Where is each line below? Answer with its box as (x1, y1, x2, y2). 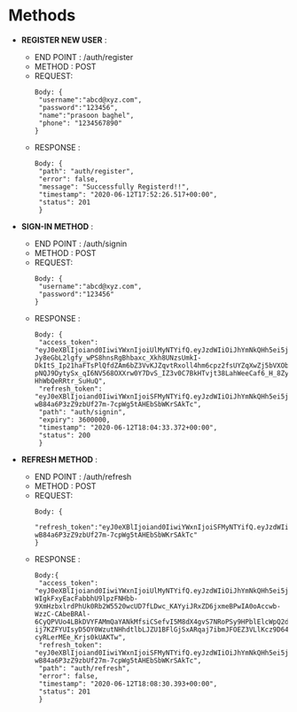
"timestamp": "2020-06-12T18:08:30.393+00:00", (38, 679, 218, 688)
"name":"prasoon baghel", (38, 111, 135, 120)
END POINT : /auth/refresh (34, 471, 132, 482)
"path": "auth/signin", (38, 407, 127, 416)
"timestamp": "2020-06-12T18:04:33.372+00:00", (38, 422, 218, 432)
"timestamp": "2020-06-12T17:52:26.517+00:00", (38, 190, 218, 199)
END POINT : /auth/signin (34, 238, 128, 249)
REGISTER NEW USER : (20, 35, 107, 45)
